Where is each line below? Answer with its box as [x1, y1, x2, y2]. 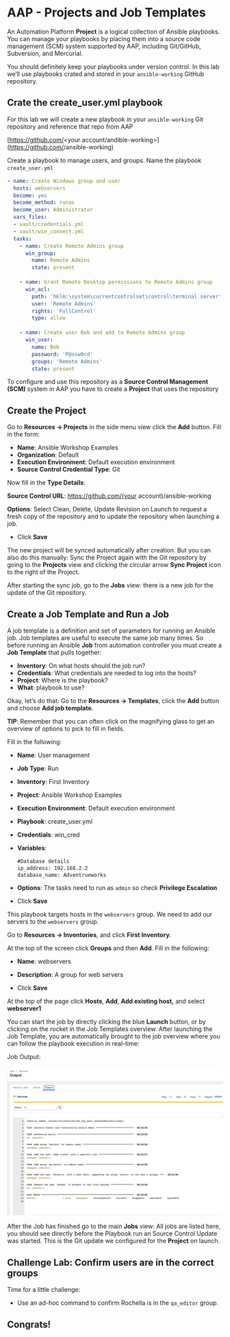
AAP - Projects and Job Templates [7, 5, 207, 21]
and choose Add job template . [7, 704, 94, 712]
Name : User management [16, 751, 90, 759]
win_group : [25, 250, 57, 257]
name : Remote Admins [31, 257, 90, 264]
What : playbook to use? [16, 683, 85, 691]
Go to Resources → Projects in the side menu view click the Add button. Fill [7, 423, 221, 431]
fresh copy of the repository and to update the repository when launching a [7, 512, 220, 521]
